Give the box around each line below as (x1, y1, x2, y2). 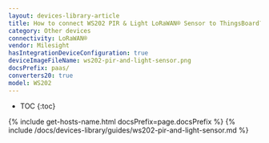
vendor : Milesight (8, 42, 70, 50)
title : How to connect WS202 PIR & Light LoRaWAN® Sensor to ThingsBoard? (8, 19, 263, 27)
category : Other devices (8, 27, 91, 35)
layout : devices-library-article (8, 11, 120, 20)
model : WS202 (8, 79, 52, 87)
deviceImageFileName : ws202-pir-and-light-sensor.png (8, 57, 192, 65)
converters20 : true (8, 71, 74, 80)
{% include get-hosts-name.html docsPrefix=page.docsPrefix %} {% (8, 116, 236, 126)
